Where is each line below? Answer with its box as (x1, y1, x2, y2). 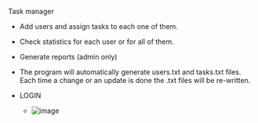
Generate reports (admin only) (19, 52, 118, 61)
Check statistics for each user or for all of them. (19, 37, 174, 46)
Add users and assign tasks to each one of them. (19, 22, 179, 31)
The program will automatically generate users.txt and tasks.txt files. (19, 67, 242, 77)
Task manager (8, 7, 55, 16)
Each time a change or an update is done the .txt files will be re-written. (19, 76, 251, 85)
